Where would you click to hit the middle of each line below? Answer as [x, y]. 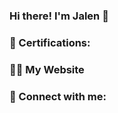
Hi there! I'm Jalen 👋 [59, 16]
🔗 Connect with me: [58, 96]
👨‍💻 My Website [47, 69]
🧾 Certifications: [50, 42]
